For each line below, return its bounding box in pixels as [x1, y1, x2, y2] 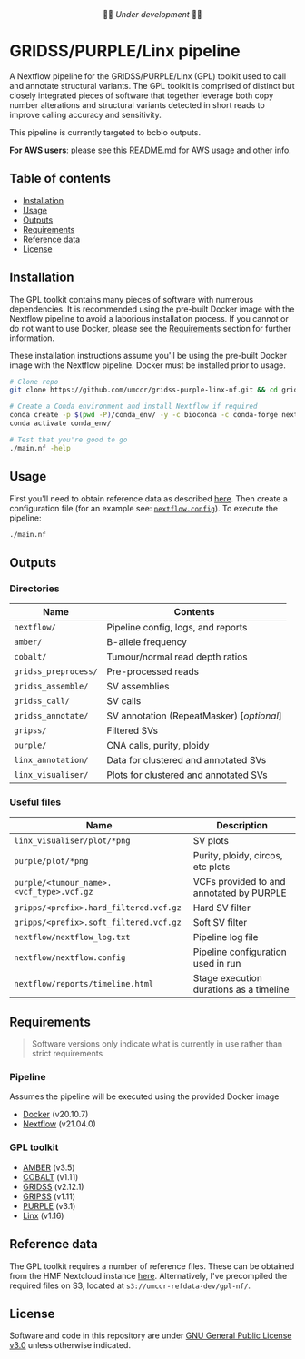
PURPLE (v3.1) [22, 1200, 76, 1211]
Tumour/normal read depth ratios [106, 650, 248, 663]
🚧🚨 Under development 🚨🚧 [103, 9, 202, 19]
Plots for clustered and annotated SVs [106, 769, 268, 781]
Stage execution [192, 972, 263, 985]
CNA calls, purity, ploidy [106, 739, 210, 752]
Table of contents [9, 171, 111, 186]
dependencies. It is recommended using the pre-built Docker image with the [9, 303, 295, 314]
